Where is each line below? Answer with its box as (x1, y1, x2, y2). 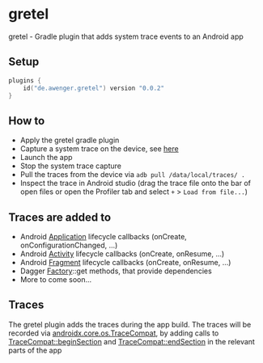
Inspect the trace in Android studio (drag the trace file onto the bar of (19, 179, 251, 188)
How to (8, 114, 45, 128)
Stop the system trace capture (19, 161, 121, 171)
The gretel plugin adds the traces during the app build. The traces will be (8, 319, 252, 329)
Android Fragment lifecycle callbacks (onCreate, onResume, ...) (19, 258, 231, 267)
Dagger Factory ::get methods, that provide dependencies (19, 266, 212, 276)
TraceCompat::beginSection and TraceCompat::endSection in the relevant (8, 336, 255, 346)
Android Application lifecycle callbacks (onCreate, (19, 232, 188, 241)
